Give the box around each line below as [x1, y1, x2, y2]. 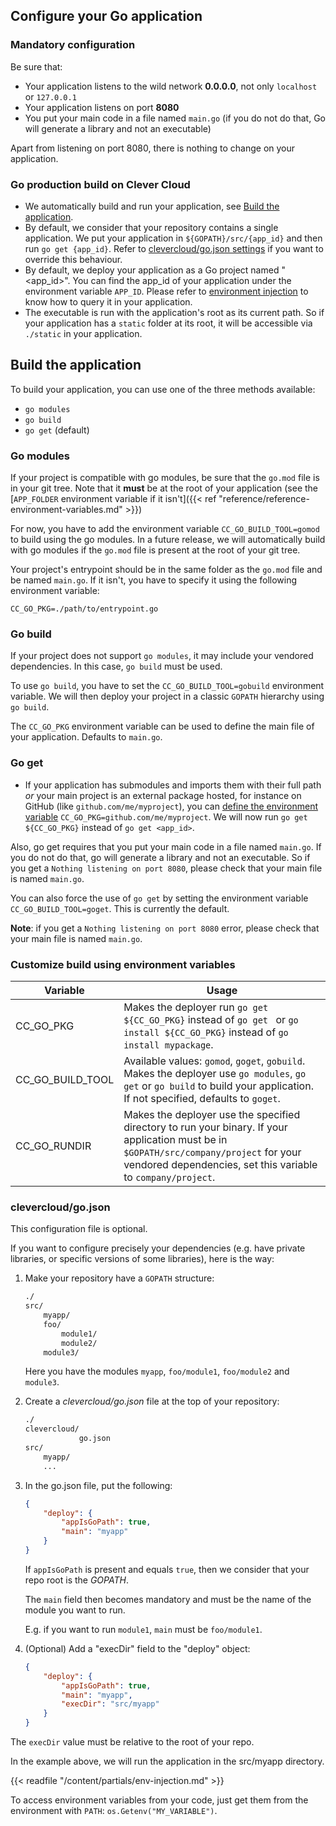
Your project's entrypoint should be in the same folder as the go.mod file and [10, 564, 323, 576]
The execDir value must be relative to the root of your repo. [10, 1736, 255, 1748]
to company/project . [123, 1170, 216, 1184]
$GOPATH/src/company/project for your [123, 1145, 302, 1159]
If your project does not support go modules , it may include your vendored [10, 650, 314, 662]
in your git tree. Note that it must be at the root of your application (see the [10, 482, 319, 494]
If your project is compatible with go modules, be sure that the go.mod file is [10, 472, 320, 484]
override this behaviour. [24, 253, 123, 265]
